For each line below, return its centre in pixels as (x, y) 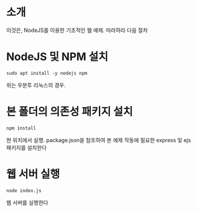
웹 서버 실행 (33, 174)
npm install (21, 128)
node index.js (24, 190)
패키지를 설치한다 (27, 148)
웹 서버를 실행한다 (27, 202)
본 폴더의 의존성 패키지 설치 (70, 112)
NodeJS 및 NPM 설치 (57, 57)
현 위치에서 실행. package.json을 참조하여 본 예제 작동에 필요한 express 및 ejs (99, 140)
